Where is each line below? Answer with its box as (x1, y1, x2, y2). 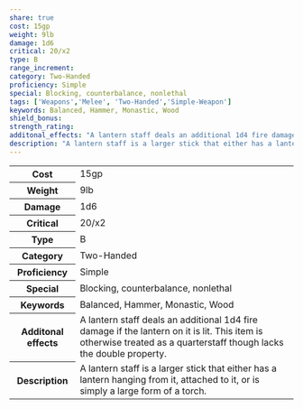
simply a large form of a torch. (79, 385, 207, 397)
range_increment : (9, 64, 75, 73)
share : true (9, 13, 54, 23)
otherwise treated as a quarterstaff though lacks (79, 336, 284, 349)
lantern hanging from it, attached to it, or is (79, 374, 260, 386)
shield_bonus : (9, 114, 63, 123)
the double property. (79, 348, 167, 360)
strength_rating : (9, 123, 75, 132)
